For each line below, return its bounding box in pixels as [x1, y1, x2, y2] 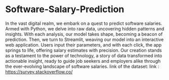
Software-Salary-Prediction [5, 4, 124, 15]
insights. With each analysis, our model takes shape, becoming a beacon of [5, 31, 163, 37]
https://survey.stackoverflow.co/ [5, 68, 73, 74]
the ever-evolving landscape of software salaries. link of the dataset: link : [5, 63, 159, 69]
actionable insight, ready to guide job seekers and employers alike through [5, 58, 161, 64]
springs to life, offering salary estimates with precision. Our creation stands [5, 47, 162, 53]
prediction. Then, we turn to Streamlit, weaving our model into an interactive [5, 36, 164, 43]
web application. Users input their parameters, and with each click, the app [5, 42, 162, 48]
